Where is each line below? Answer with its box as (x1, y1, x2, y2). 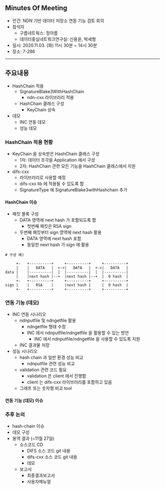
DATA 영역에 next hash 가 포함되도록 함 (19, 217, 97, 223)
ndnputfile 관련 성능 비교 (27, 361, 75, 367)
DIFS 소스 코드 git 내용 (27, 448, 71, 454)
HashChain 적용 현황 (5, 139, 53, 145)
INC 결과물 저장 (19, 342, 50, 348)
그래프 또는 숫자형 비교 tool (19, 385, 72, 391)
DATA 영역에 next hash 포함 (27, 236, 82, 242)
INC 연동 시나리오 (12, 312, 47, 317)
